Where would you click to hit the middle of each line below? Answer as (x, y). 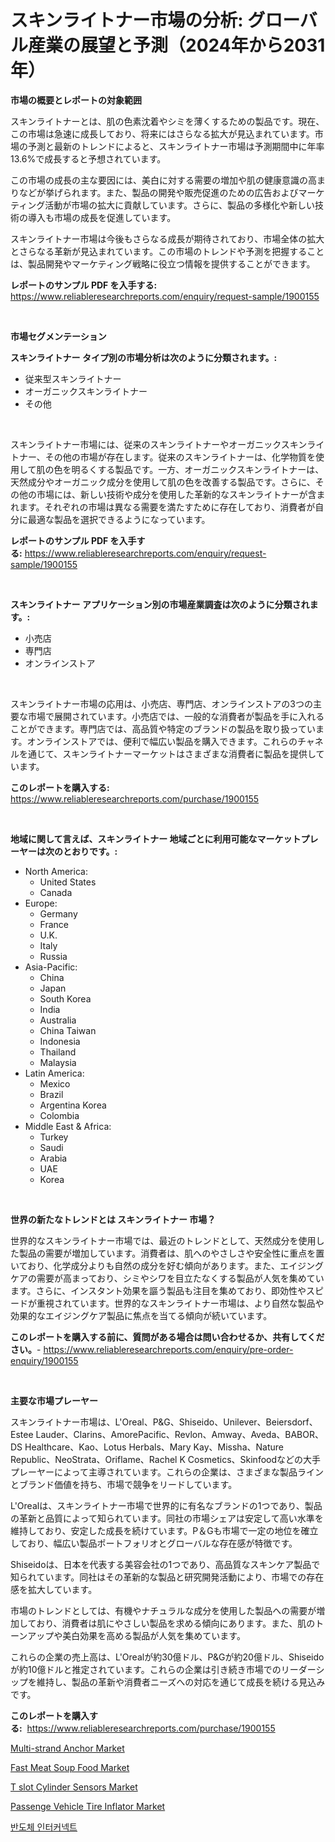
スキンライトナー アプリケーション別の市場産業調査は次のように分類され (160, 604)
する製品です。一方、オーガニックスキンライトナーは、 (211, 469)
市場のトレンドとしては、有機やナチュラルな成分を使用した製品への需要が (163, 1610)
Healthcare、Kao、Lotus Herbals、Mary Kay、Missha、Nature (154, 1447)
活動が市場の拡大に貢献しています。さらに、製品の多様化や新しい (179, 205)
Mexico (55, 1083)
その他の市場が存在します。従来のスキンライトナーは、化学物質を (180, 457)
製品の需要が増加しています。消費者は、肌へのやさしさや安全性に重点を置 (171, 1253)
